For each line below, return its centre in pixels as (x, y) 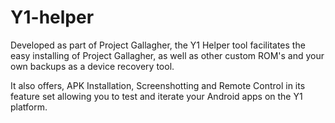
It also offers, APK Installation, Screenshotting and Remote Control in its (158, 85)
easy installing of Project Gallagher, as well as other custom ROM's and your (167, 55)
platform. (29, 107)
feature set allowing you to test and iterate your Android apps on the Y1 (156, 96)
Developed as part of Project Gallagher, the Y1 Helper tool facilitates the (158, 45)
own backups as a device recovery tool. (92, 66)
